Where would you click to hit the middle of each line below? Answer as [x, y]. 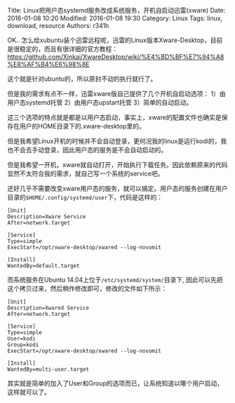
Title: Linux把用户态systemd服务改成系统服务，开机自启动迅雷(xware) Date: [116, 10]
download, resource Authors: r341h [58, 26]
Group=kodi [23, 345]
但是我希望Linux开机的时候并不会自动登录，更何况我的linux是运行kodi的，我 [117, 141]
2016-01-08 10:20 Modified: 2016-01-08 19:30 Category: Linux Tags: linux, [115, 18]
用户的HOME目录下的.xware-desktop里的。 [82, 126]
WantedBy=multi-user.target [48, 369]
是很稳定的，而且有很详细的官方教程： [62, 49]
